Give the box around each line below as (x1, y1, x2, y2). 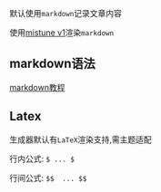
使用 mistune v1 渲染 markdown (9, 27, 115, 38)
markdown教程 (9, 82, 65, 92)
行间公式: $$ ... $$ (9, 172, 87, 183)
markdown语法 (9, 56, 96, 72)
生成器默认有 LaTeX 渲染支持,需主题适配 (9, 134, 152, 145)
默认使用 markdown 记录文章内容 (9, 8, 123, 18)
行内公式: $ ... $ (9, 153, 75, 164)
